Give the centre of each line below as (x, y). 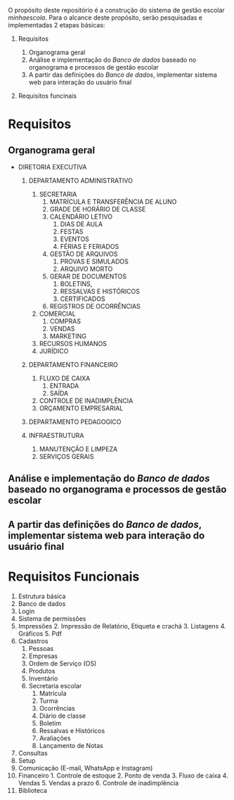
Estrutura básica (42, 596)
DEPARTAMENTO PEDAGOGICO (75, 422)
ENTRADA (64, 386)
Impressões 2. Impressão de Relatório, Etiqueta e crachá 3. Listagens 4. (122, 626)
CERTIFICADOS (83, 299)
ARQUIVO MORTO (86, 269)
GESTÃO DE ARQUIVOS (84, 254)
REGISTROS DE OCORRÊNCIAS (95, 306)
